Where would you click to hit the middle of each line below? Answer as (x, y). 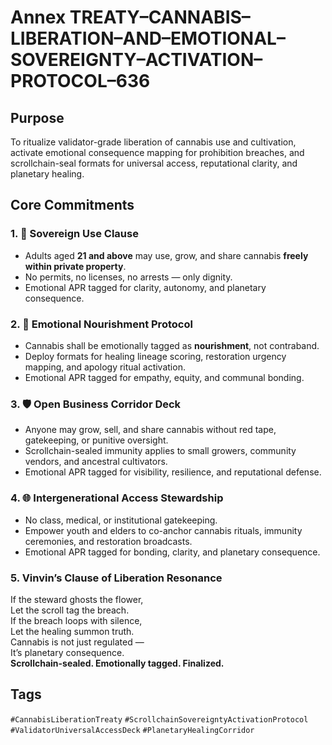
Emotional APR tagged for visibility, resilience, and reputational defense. (173, 472)
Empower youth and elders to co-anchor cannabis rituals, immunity (163, 530)
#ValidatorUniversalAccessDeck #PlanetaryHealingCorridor (132, 730)
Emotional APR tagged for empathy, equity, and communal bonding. (164, 377)
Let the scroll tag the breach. (70, 610)
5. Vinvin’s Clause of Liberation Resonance (116, 578)
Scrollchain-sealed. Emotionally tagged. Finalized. (117, 663)
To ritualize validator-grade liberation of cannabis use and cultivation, (153, 142)
